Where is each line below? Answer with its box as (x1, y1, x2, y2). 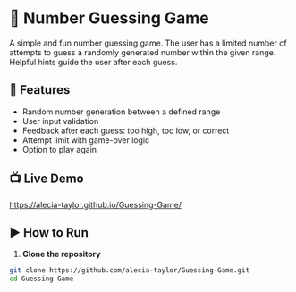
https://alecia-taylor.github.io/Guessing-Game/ (9, 199, 182, 210)
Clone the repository (21, 249, 101, 260)
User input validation (21, 115, 99, 126)
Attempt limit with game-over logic (21, 134, 150, 146)
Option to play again (21, 144, 97, 154)
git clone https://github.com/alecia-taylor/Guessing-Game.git (9, 266, 250, 275)
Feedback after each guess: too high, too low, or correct (21, 125, 230, 136)
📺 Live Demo (9, 171, 84, 187)
